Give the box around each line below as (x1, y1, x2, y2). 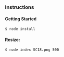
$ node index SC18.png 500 (5, 47, 59, 52)
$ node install (5, 27, 36, 31)
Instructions (5, 4, 35, 11)
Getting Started (5, 16, 37, 22)
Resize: (5, 37, 20, 43)
